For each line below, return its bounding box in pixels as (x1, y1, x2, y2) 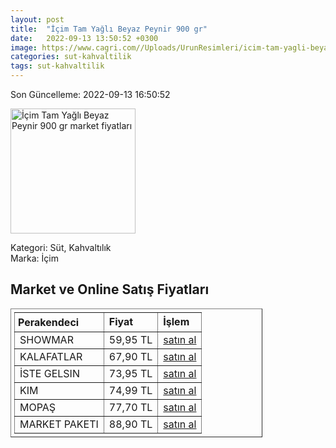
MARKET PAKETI (19, 417, 99, 431)
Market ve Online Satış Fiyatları (10, 281, 210, 298)
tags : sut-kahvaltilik (10, 61, 105, 71)
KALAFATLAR (19, 349, 83, 363)
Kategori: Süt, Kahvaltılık (10, 242, 112, 253)
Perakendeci (18, 315, 80, 329)
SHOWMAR (19, 332, 74, 346)
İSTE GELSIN (19, 366, 80, 380)
